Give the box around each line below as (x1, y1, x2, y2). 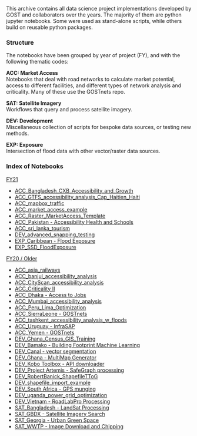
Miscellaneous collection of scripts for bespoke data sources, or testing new (6, 124, 192, 131)
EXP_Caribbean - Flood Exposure (14, 237, 96, 244)
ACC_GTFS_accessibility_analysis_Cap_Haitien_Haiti (14, 193, 140, 200)
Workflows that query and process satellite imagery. (6, 106, 132, 113)
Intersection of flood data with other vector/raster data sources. (6, 147, 161, 155)
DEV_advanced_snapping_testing (14, 231, 95, 238)
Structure (6, 38, 34, 47)
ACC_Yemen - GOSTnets (14, 329, 75, 336)
